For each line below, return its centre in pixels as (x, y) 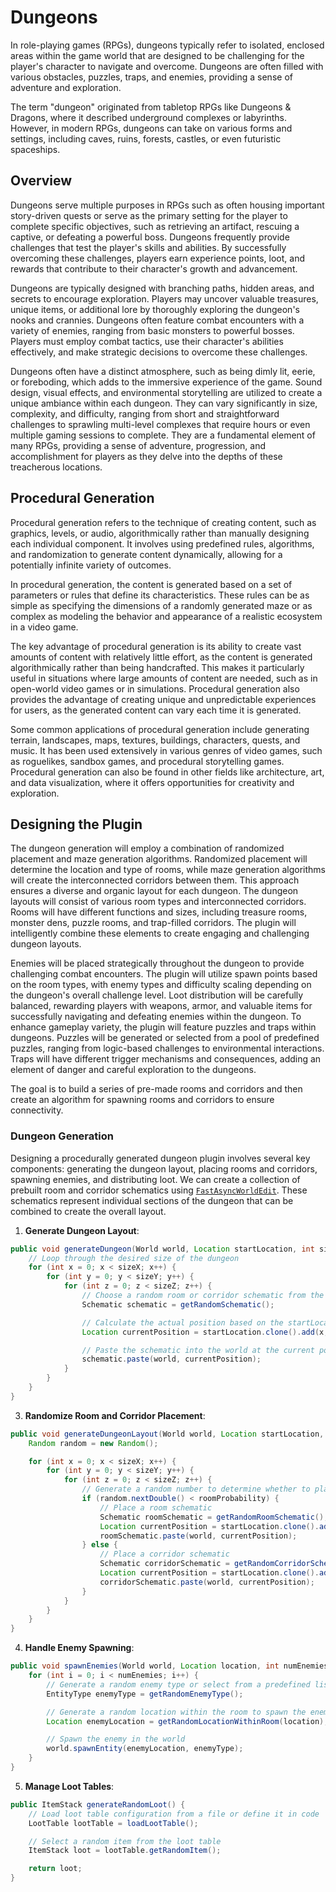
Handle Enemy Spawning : (79, 1648)
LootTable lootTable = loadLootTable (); (113, 1823)
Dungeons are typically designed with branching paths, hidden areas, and (162, 288)
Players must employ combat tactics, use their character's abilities (147, 341)
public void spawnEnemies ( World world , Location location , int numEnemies (169, 1666)
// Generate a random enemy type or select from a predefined (178, 1684)
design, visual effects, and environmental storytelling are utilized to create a (166, 392)
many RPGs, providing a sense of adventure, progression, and (138, 445)
